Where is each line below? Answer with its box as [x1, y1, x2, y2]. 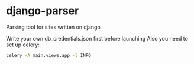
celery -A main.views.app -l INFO [6, 52, 92, 58]
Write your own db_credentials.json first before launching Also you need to [6, 35, 188, 42]
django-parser [6, 4, 79, 18]
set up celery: [6, 41, 40, 48]
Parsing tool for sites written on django [6, 23, 101, 31]
